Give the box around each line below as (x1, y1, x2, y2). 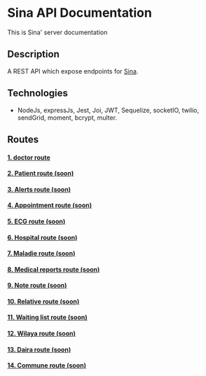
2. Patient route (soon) (7, 169, 74, 178)
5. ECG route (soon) (7, 217, 66, 225)
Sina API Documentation (7, 5, 152, 21)
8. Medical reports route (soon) (7, 265, 100, 274)
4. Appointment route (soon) (7, 201, 92, 209)
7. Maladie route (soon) (7, 249, 76, 258)
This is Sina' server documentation (7, 28, 108, 36)
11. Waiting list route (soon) (7, 313, 88, 321)
